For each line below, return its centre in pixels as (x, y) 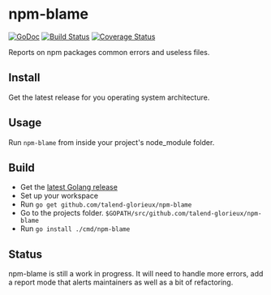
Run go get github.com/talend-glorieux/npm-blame (106, 204)
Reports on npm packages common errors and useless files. (109, 52)
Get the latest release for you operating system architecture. (109, 97)
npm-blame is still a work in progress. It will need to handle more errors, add (136, 274)
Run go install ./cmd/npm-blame (75, 229)
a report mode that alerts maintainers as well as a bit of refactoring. (121, 282)
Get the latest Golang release (69, 187)
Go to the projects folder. (62, 213)
